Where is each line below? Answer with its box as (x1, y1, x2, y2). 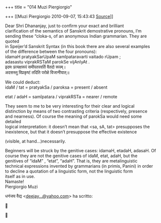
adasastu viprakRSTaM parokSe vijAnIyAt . (5, 59, 90, 64)
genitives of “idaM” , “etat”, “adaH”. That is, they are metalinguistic (5, 158, 138, 164)
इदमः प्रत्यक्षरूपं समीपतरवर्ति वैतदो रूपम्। (5, 64, 66, 70)
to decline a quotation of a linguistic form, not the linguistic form (5, 168, 133, 174)
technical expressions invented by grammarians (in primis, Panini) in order (5, 163, 153, 169)
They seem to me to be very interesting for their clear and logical (5, 103, 135, 109)
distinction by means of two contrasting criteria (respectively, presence (5, 109, 148, 114)
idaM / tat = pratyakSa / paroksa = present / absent (5, 84, 108, 90)
